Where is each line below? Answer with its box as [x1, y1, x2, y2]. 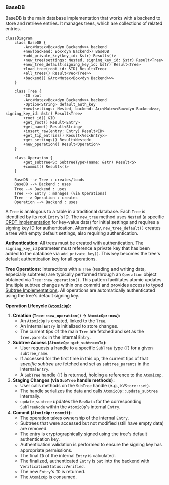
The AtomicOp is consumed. [20, 474, 77, 480]
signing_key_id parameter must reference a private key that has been [5, 245, 150, 251]
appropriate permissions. [20, 447, 72, 453]
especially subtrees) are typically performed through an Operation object [5, 271, 157, 277]
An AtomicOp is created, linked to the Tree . [20, 318, 107, 324]
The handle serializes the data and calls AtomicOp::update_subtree [20, 388, 158, 394]
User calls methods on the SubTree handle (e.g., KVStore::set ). [20, 383, 150, 389]
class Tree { [14, 89, 42, 94]
